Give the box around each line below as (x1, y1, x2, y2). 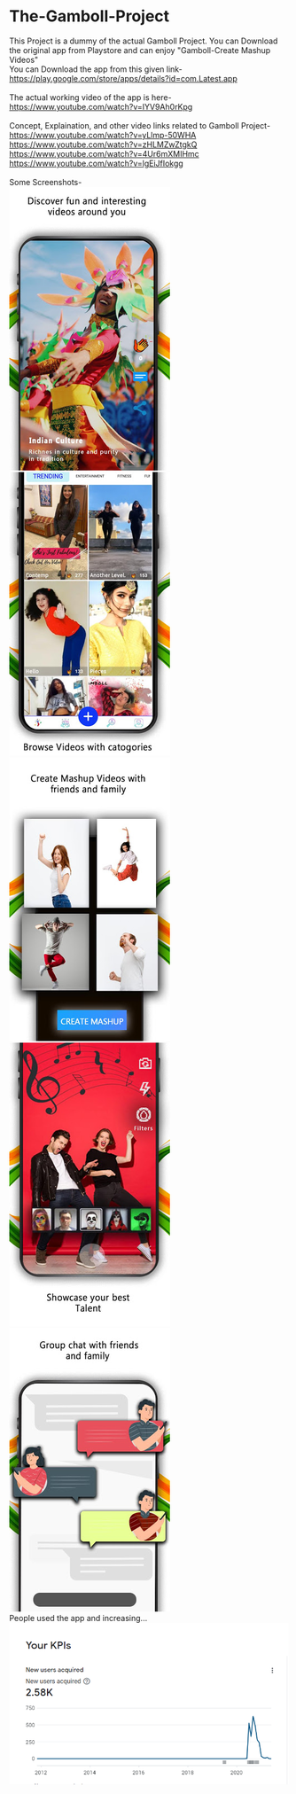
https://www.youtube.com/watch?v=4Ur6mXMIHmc (9, 148, 199, 159)
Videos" (9, 54, 39, 65)
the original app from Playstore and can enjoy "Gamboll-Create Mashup (9, 44, 271, 55)
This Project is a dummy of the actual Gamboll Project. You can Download (9, 35, 278, 46)
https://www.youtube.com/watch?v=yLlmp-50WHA (9, 129, 197, 140)
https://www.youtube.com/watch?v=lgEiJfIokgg (9, 158, 183, 168)
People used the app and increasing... (9, 1612, 148, 1623)
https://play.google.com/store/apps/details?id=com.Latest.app (9, 73, 238, 83)
